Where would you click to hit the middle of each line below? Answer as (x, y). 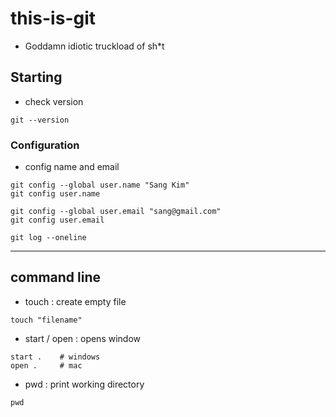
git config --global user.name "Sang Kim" (100, 185)
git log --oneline (48, 238)
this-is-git (53, 18)
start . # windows (55, 357)
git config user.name (55, 194)
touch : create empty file (75, 301)
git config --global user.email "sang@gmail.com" (116, 212)
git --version (40, 120)
